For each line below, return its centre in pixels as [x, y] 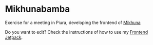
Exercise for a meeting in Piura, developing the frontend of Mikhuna [73, 22]
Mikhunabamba [38, 9]
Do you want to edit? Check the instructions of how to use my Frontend [76, 32]
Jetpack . [14, 37]
